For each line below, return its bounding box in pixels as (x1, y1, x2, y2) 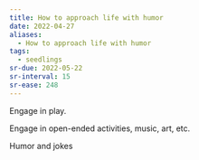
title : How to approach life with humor (9, 13, 165, 23)
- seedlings (17, 55, 63, 64)
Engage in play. (9, 105, 67, 116)
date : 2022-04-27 (9, 22, 75, 31)
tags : (9, 47, 30, 56)
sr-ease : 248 (9, 80, 59, 89)
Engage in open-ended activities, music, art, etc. (9, 123, 191, 134)
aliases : (9, 30, 43, 39)
